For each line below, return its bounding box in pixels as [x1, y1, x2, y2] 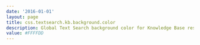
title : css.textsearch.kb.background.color [6, 19, 116, 25]
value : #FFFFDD [6, 30, 44, 36]
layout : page [6, 14, 39, 20]
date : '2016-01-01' [6, 8, 55, 15]
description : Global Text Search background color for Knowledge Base [6, 25, 185, 31]
